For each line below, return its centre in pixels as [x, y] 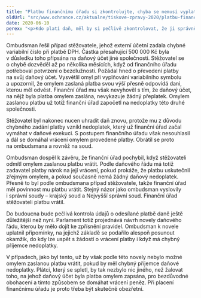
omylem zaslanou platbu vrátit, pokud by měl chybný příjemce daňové [93, 263]
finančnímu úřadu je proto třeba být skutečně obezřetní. [75, 289]
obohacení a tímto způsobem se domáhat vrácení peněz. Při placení [90, 282]
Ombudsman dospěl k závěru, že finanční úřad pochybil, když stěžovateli [96, 158]
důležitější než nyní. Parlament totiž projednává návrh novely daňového [94, 220]
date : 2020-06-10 [28, 23]
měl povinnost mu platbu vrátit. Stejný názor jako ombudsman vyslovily [94, 190]
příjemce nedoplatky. [32, 245]
